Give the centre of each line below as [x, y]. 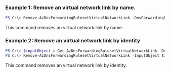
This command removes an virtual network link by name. [64, 28]
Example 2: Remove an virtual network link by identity [73, 41]
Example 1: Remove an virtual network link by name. [70, 8]
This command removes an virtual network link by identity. [66, 65]
